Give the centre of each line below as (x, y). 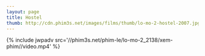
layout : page (23, 12)
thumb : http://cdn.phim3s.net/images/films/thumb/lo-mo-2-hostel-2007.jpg (103, 23)
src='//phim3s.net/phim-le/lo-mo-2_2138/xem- (114, 40)
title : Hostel (24, 17)
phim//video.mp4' (29, 46)
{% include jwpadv (30, 40)
